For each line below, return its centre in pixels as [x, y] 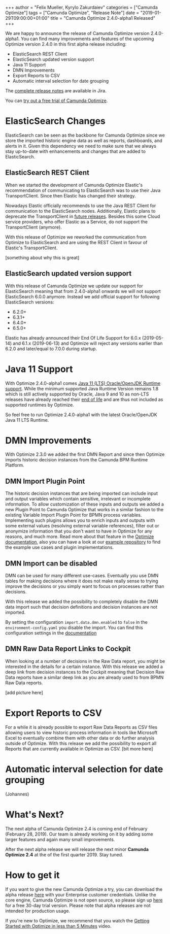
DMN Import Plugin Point [45, 481]
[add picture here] [24, 692]
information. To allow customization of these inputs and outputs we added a [84, 504]
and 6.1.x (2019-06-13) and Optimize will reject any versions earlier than [88, 343]
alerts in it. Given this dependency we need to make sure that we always [81, 146]
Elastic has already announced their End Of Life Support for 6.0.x [73, 338]
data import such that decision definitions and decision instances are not [81, 607]
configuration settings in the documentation [51, 633]
